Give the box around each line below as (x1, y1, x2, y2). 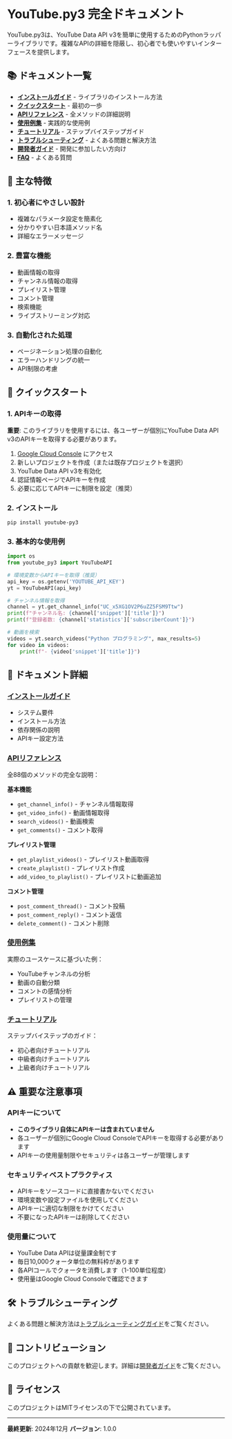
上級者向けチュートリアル (17, 1064, 90, 1072)
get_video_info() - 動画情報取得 (17, 808, 110, 816)
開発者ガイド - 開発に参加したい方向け (17, 144, 127, 153)
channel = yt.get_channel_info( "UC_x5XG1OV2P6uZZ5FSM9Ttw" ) (7, 603, 184, 610)
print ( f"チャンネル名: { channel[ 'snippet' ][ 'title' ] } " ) (7, 610, 165, 617)
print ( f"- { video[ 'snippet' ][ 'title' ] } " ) (19, 648, 140, 655)
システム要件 (17, 708, 54, 717)
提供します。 (37, 48, 73, 56)
